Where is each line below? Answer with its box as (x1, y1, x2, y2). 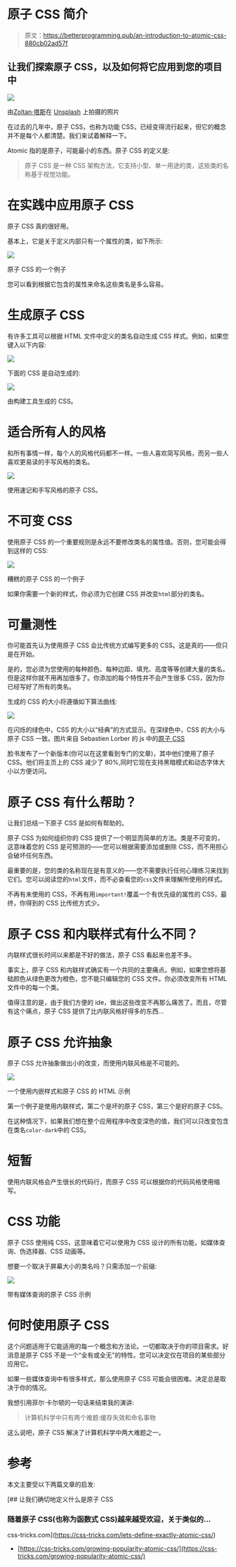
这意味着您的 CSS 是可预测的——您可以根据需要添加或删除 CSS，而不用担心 (7, 842, 228, 851)
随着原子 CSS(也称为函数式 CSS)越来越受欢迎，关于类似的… (7, 1514, 211, 1524)
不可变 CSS (7, 513, 73, 528)
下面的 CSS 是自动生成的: (7, 369, 81, 377)
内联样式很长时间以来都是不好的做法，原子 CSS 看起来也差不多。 (7, 951, 196, 959)
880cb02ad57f (24, 39, 68, 47)
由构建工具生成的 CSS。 (7, 397, 77, 405)
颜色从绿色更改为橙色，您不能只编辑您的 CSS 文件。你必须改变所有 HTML (13, 975, 228, 983)
